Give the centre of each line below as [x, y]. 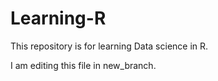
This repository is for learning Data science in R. [109, 46]
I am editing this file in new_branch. [83, 65]
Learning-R [58, 18]
